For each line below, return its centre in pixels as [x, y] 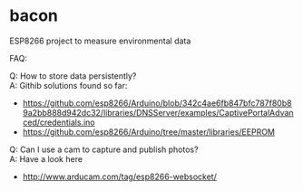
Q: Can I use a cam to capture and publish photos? [104, 149]
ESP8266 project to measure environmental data [100, 41]
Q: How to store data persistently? [73, 76]
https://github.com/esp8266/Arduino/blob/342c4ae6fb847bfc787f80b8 [157, 103]
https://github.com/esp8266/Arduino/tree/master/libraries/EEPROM [148, 131]
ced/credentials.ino [59, 122]
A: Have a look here [46, 158]
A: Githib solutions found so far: [68, 85]
